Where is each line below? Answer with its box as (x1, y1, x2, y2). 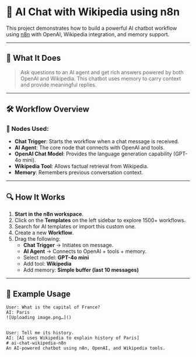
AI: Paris (6, 310, 30, 316)
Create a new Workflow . (14, 229, 74, 236)
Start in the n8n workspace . (14, 210, 83, 218)
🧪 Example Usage (6, 289, 71, 299)
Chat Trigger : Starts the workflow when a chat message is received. (14, 138, 179, 145)
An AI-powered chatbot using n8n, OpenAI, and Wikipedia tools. (6, 345, 166, 351)
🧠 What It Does (6, 53, 61, 63)
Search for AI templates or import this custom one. (14, 223, 136, 230)
